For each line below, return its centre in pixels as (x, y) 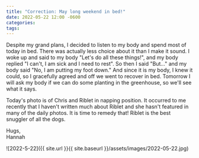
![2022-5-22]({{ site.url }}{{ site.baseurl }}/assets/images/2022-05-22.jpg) (97, 149)
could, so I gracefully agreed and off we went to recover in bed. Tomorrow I (98, 76)
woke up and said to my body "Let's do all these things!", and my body (92, 57)
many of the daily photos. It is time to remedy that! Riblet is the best (89, 113)
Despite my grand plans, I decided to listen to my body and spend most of (96, 45)
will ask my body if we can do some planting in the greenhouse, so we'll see (99, 83)
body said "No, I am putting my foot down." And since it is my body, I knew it (99, 70)
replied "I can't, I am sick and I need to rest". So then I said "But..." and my (97, 64)
